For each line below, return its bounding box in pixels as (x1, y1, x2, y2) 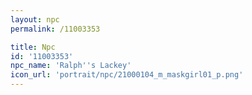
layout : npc (10, 14, 60, 25)
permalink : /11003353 (10, 24, 101, 34)
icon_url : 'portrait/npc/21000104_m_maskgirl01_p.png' (10, 70, 244, 80)
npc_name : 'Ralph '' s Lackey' (10, 61, 132, 71)
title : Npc (10, 42, 56, 52)
